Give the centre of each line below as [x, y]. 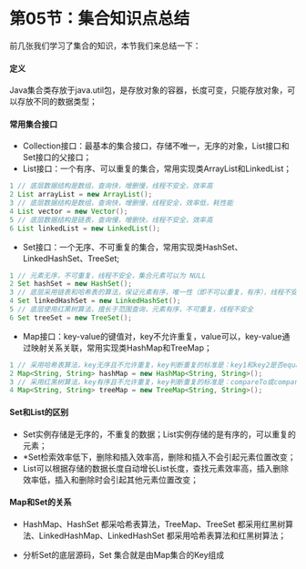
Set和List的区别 [39, 412]
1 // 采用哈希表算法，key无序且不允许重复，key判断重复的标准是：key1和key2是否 [147, 365]
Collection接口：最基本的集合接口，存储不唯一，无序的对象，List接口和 [156, 146]
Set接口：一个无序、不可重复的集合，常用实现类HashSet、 [133, 247]
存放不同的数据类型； [57, 102]
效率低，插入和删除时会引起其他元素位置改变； [110, 480]
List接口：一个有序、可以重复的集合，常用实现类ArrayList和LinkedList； [157, 168]
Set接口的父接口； [57, 157]
